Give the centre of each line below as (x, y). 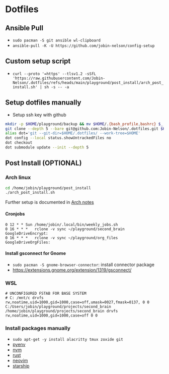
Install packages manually (38, 328)
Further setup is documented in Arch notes (50, 202)
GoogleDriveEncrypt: (27, 233)
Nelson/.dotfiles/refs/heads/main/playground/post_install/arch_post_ (88, 83)
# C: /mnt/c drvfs (24, 298)
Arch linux (18, 178)
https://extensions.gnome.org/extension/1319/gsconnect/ (72, 270)
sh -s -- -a (57, 87)
